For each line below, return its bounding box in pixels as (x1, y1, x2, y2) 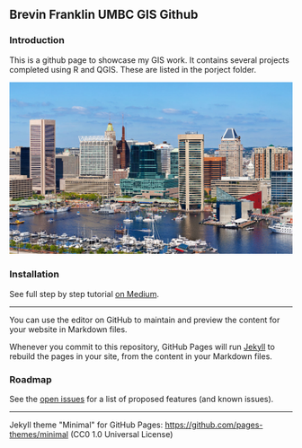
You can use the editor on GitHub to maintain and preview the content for (9, 314, 280, 325)
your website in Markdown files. (9, 323, 128, 335)
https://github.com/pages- (164, 419, 263, 430)
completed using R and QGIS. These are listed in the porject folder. (9, 64, 257, 75)
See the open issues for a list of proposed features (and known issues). (9, 393, 274, 404)
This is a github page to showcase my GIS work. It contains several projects (9, 54, 289, 66)
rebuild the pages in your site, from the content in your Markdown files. (9, 350, 272, 362)
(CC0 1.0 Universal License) (70, 428, 173, 439)
